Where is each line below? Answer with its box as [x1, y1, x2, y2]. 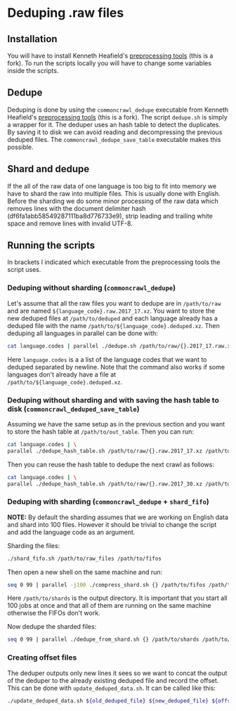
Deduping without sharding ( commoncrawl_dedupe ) [7, 283, 176, 293]
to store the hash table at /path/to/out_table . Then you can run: [7, 427, 195, 436]
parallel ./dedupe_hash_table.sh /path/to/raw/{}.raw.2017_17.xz [7, 448, 202, 455]
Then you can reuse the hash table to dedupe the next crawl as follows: [7, 460, 214, 469]
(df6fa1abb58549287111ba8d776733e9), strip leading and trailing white [7, 211, 213, 220]
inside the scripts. [7, 67, 59, 74]
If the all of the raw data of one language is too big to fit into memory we [7, 181, 216, 190]
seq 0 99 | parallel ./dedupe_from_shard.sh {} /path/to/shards [7, 636, 199, 644]
